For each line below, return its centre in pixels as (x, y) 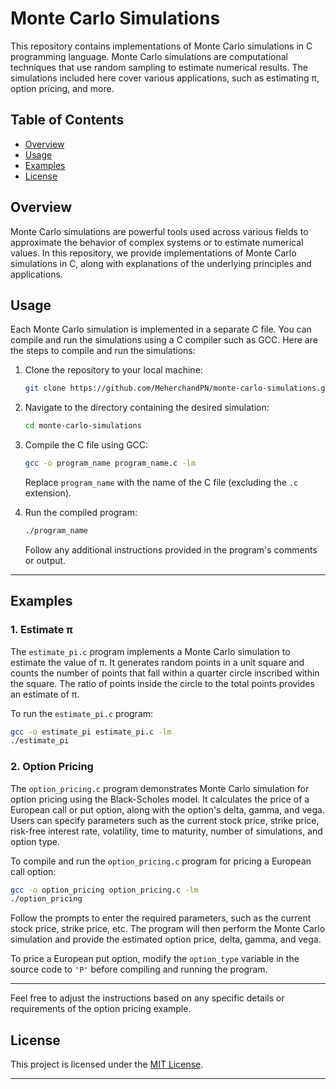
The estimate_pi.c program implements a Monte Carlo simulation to (150, 651)
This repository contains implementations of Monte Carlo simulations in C (161, 46)
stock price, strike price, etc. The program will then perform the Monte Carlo (168, 929)
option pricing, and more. (62, 88)
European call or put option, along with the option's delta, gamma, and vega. (167, 809)
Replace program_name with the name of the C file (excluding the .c (161, 482)
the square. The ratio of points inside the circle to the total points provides (162, 683)
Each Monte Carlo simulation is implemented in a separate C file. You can (161, 329)
